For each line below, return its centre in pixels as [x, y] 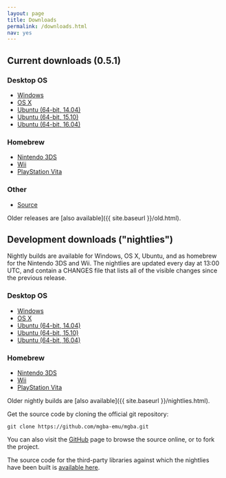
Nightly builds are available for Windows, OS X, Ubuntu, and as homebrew [112, 256]
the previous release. [37, 278]
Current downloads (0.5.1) [64, 60]
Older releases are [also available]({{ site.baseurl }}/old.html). [94, 218]
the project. [23, 446]
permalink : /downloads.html [47, 26]
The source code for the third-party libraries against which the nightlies [108, 460]
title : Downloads [32, 20]
